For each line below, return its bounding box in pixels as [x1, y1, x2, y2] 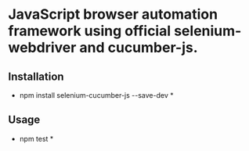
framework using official [8, 22, 171, 40]
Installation [8, 70, 64, 83]
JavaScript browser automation [8, 5, 218, 23]
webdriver [8, 39, 77, 56]
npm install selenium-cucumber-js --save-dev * [19, 91, 174, 99]
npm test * [19, 134, 54, 143]
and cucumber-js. [79, 39, 198, 56]
